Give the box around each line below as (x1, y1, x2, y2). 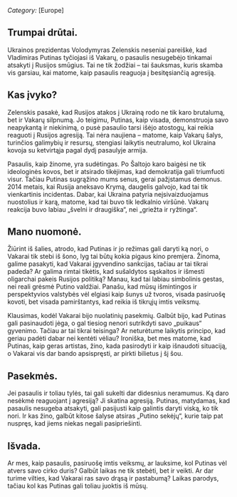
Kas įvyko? (7, 89, 58, 101)
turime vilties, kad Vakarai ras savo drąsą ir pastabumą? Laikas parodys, (7, 474, 219, 483)
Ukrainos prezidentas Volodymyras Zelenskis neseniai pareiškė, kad (7, 46, 207, 54)
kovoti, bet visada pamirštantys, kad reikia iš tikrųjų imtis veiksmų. (7, 297, 201, 306)
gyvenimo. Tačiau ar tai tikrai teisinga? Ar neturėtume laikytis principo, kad (7, 327, 226, 335)
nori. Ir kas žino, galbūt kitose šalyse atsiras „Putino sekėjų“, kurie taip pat (7, 411, 223, 420)
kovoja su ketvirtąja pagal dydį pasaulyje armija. (7, 145, 148, 154)
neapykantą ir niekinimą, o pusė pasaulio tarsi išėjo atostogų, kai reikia (7, 123, 214, 131)
